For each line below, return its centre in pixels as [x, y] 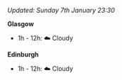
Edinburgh [23, 55]
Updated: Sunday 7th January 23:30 [61, 10]
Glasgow [21, 24]
